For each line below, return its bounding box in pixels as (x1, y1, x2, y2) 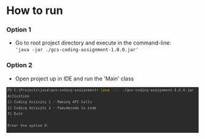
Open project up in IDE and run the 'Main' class (15, 74, 134, 82)
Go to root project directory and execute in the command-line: (15, 39, 171, 46)
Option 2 (6, 61, 32, 69)
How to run (6, 4, 63, 18)
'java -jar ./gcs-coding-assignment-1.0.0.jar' (15, 47, 138, 53)
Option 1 (6, 26, 32, 34)
